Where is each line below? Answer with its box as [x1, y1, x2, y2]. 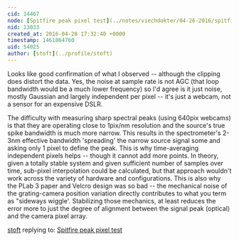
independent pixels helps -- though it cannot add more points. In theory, [7, 151, 219, 160]
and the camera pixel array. [7, 211, 87, 220]
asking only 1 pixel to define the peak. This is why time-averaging [7, 144, 199, 152]
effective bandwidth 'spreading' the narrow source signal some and [22, 136, 221, 144]
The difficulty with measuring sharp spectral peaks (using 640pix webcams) [7, 113, 231, 122]
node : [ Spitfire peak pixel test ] [7, 17, 110, 24]
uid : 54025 [7, 43, 40, 50]
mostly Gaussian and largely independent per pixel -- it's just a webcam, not [7, 92, 231, 100]
